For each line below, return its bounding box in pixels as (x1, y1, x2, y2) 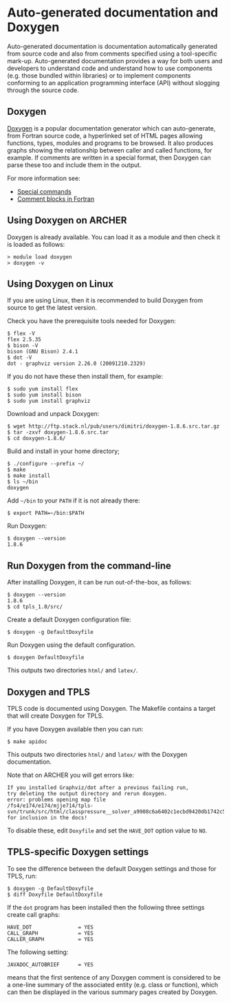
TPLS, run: (7, 872, 37, 880)
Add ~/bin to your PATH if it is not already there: (7, 496, 140, 505)
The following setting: (7, 947, 69, 956)
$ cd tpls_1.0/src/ (7, 604, 63, 610)
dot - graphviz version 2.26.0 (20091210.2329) (7, 360, 146, 367)
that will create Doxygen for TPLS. (7, 712, 104, 720)
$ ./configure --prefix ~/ (7, 461, 85, 467)
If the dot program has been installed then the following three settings (7, 903, 205, 912)
